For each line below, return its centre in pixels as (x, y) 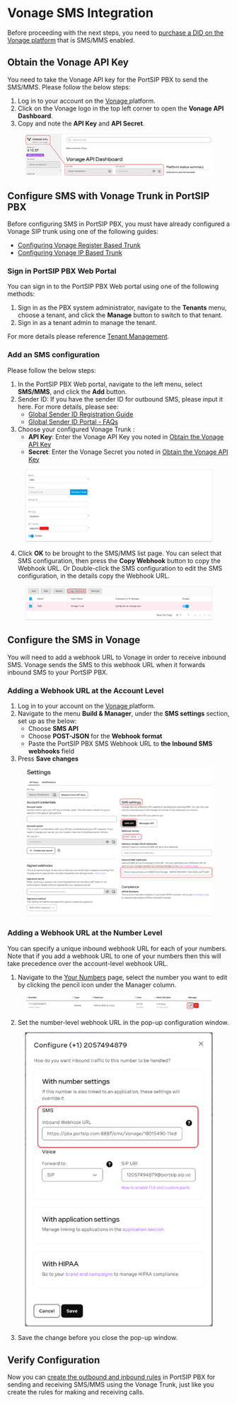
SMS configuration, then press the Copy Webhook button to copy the (119, 560)
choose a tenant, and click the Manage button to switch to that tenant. (120, 315)
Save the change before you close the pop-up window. (98, 1338)
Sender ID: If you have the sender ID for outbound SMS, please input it (120, 399)
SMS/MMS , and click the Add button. (72, 392)
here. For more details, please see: (68, 407)
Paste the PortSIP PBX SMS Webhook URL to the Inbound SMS (120, 744)
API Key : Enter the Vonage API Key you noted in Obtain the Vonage (126, 436)
